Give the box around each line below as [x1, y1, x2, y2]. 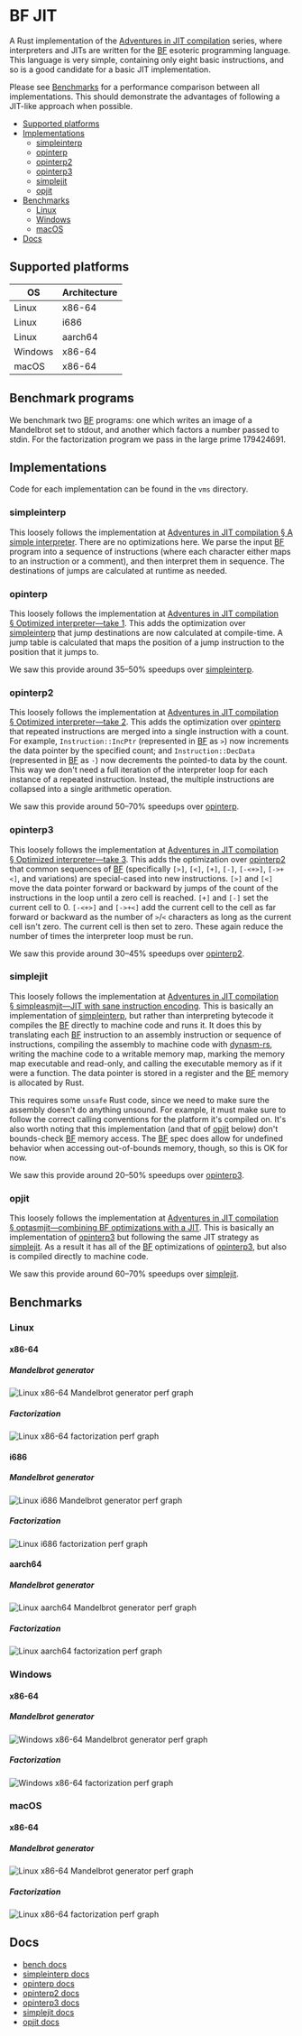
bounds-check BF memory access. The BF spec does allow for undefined [9, 1133, 284, 1144]
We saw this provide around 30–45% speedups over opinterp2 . [9, 948, 245, 959]
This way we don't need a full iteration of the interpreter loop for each [9, 764, 269, 776]
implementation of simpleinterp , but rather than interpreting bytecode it [9, 1009, 274, 1020]
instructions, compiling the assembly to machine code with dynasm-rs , [9, 1038, 273, 1049]
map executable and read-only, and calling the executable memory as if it [9, 1057, 282, 1069]
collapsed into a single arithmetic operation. [9, 784, 172, 795]
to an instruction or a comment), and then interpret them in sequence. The [9, 556, 286, 567]
